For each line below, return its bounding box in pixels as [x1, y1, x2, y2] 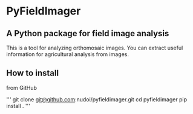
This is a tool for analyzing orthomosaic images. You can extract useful [6, 44, 183, 51]
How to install [6, 68, 59, 78]
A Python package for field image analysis [6, 28, 169, 39]
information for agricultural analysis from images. [6, 51, 129, 58]
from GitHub [6, 84, 38, 91]
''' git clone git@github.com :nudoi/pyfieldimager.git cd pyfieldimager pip [6, 95, 188, 103]
